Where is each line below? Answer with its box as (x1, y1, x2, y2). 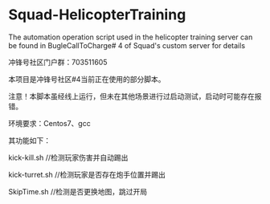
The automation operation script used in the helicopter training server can (8, 32, 253, 42)
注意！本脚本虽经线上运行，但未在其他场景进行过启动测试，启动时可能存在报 (8, 91, 262, 101)
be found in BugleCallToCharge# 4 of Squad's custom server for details (8, 40, 246, 50)
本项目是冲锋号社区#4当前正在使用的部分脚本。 (8, 74, 166, 84)
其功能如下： (8, 135, 51, 145)
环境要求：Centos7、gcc (8, 118, 91, 128)
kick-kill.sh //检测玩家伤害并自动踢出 (8, 153, 129, 162)
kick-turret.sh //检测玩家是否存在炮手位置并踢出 (8, 169, 166, 179)
